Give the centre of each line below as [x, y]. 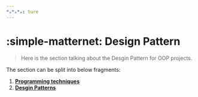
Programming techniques [47, 81]
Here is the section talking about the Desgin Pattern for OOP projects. [106, 58]
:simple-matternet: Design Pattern [93, 41]
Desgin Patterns [35, 87]
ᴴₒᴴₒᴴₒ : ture [22, 12]
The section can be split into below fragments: [63, 69]
